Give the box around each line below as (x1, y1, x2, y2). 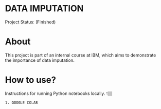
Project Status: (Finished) (5, 19, 56, 25)
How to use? (5, 74, 56, 86)
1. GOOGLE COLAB (5, 100, 38, 105)
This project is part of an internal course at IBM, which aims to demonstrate (5, 52, 156, 58)
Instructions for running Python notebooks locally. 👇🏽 (5, 91, 113, 96)
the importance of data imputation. (5, 57, 75, 63)
